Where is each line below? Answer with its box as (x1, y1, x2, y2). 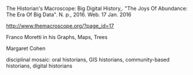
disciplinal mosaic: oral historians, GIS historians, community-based (6, 56, 170, 63)
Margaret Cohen (6, 45, 46, 52)
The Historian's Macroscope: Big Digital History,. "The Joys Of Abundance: (6, 5, 188, 12)
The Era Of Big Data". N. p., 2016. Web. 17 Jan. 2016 (6, 11, 132, 18)
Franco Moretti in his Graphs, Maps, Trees (6, 34, 108, 40)
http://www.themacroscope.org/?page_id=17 (6, 23, 114, 29)
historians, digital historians (6, 62, 73, 69)
